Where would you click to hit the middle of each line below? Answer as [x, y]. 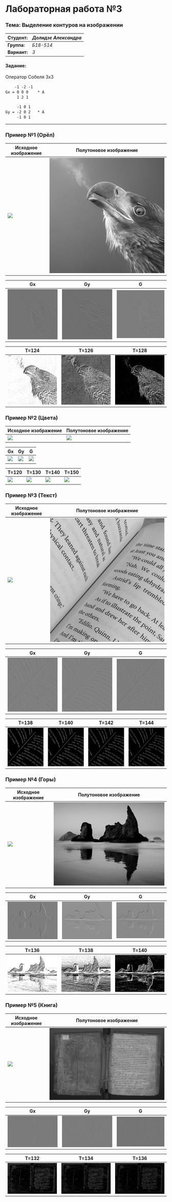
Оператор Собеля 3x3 [29, 77]
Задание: [16, 65]
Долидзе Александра [57, 38]
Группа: [16, 45]
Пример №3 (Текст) [31, 495]
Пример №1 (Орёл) [30, 135]
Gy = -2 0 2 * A [25, 112]
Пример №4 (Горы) [31, 779]
